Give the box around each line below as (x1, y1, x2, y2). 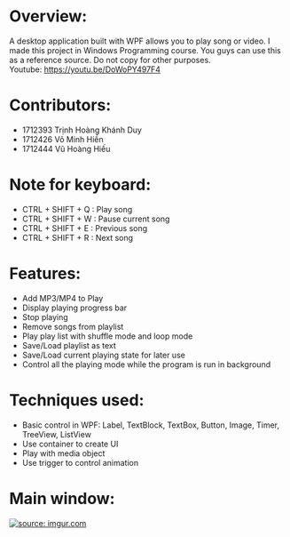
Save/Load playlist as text (21, 340, 117, 350)
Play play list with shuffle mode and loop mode (21, 331, 193, 341)
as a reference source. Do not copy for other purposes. (9, 54, 211, 65)
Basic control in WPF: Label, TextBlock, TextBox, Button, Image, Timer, (21, 420, 279, 430)
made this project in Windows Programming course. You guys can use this (9, 44, 281, 55)
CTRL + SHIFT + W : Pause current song (21, 213, 170, 224)
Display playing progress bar (21, 302, 128, 313)
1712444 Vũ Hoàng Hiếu (21, 143, 111, 154)
